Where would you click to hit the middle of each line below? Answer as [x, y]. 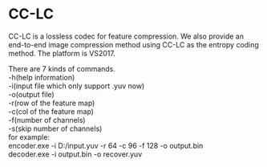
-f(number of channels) [47, 120]
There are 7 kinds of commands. [62, 68]
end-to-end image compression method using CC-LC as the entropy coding [133, 44]
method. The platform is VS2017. [62, 53]
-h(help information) [42, 77]
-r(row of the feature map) [52, 103]
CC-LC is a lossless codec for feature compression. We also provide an [126, 36]
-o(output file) [31, 94]
